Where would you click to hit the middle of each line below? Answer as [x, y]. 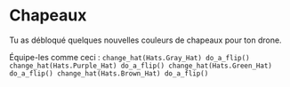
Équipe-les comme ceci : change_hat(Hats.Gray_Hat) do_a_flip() [130, 57]
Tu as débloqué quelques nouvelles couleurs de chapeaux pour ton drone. [145, 40]
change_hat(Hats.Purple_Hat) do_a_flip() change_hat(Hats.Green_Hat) [141, 66]
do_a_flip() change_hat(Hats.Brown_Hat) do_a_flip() [109, 73]
